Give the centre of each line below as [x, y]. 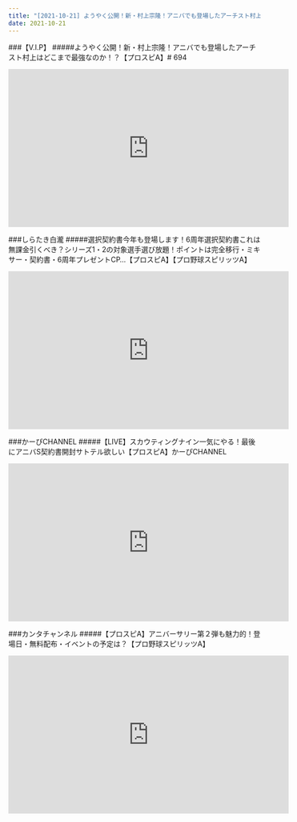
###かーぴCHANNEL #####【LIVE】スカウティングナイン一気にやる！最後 [132, 442]
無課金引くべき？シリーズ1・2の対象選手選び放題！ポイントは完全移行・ [127, 249]
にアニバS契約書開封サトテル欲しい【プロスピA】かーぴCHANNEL [118, 451]
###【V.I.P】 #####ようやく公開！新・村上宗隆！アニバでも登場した [122, 47]
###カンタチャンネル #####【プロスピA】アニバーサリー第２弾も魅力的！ [131, 633]
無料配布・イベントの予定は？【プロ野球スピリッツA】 [119, 644]
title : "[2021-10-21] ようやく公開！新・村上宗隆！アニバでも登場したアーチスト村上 [135, 16]
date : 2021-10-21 [37, 23]
